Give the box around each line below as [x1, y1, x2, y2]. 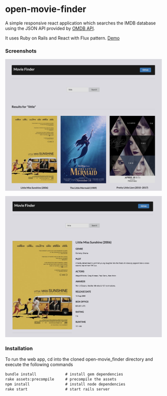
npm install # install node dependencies [5, 382, 126, 387]
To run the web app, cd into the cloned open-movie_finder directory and [5, 356, 153, 363]
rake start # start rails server [5, 387, 110, 392]
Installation [5, 345, 33, 352]
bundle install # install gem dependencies [5, 372, 123, 377]
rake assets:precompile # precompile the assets [5, 377, 117, 382]
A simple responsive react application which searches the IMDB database [5, 20, 156, 26]
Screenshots [5, 47, 37, 54]
